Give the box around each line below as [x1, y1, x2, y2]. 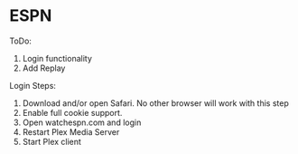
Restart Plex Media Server [22, 126, 120, 137]
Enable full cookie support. [22, 107, 123, 118]
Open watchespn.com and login [22, 117, 142, 128]
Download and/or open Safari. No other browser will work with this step [22, 97, 289, 109]
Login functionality [22, 53, 93, 63]
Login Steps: [9, 80, 57, 91]
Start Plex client [22, 136, 81, 147]
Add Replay [22, 63, 66, 73]
